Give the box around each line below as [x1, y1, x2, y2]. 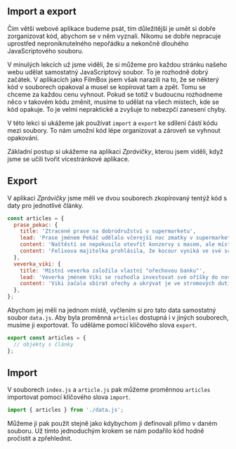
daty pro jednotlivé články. [7, 201, 84, 209]
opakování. [7, 134, 39, 142]
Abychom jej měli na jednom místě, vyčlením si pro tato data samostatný [7, 306, 216, 314]
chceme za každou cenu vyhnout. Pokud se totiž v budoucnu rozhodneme [7, 90, 223, 98]
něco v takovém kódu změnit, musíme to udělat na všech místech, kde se [7, 98, 219, 106]
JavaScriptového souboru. [7, 46, 84, 55]
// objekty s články [13, 341, 74, 348]
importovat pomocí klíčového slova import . [7, 393, 131, 401]
